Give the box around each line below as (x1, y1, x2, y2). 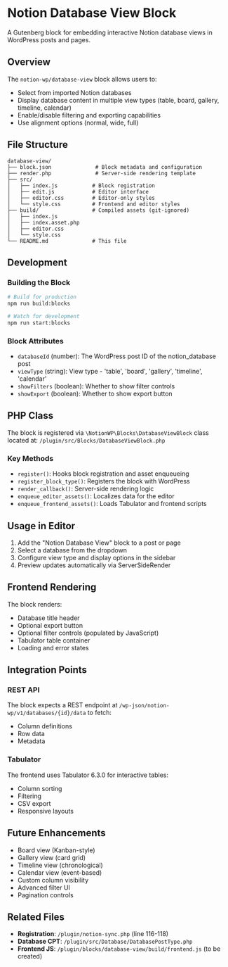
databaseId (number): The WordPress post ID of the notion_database (17, 352, 216, 360)
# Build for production (7, 293, 77, 301)
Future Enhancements (7, 827, 107, 839)
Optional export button (17, 621, 83, 629)
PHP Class (7, 410, 54, 422)
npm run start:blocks (7, 319, 71, 327)
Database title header (17, 614, 80, 622)
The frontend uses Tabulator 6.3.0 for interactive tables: (7, 771, 169, 779)
